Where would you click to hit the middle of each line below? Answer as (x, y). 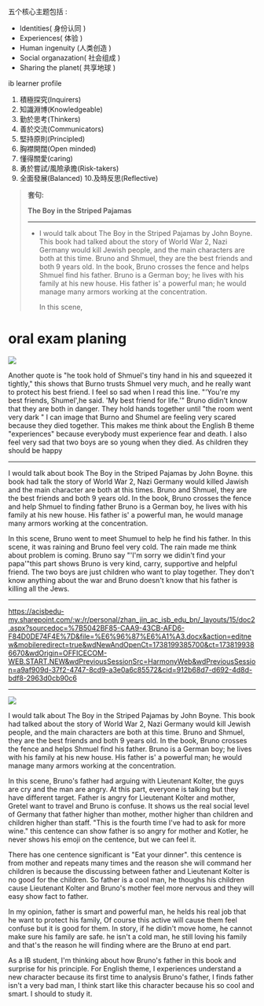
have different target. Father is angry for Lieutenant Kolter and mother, (122, 798)
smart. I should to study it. (50, 993)
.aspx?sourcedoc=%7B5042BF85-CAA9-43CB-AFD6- (97, 628)
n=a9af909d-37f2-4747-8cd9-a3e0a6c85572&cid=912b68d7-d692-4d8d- (130, 669)
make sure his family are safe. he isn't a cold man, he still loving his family (128, 936)
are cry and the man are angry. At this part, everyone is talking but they (123, 789)
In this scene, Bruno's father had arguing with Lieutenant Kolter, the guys (126, 780)
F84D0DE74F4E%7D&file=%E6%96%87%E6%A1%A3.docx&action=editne (130, 636)
